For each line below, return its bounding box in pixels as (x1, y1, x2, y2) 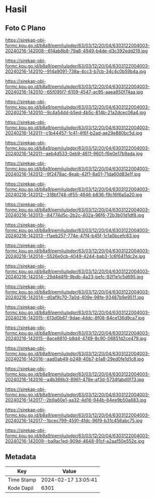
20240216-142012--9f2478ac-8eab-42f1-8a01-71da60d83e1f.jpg (5, 171, 141, 177)
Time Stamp (8, 476, 37, 483)
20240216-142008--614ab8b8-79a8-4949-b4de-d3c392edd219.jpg (5, 48, 148, 54)
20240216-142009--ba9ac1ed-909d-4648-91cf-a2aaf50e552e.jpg (5, 438, 145, 444)
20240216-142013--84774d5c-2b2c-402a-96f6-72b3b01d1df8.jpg (5, 212, 144, 218)
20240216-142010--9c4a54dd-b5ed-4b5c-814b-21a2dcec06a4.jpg (5, 110, 146, 115)
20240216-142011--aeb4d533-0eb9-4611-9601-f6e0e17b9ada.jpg (5, 151, 143, 156)
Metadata (5, 452, 36, 461)
